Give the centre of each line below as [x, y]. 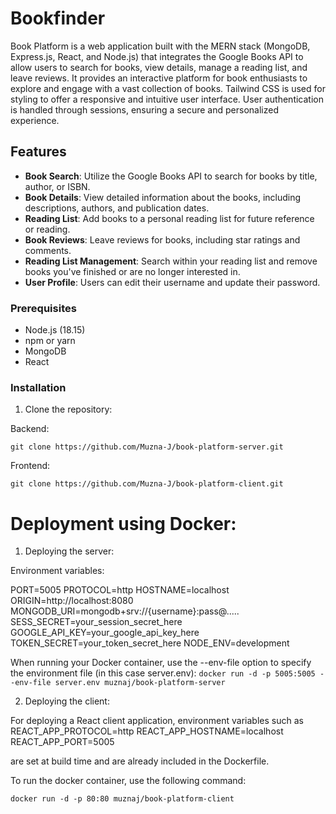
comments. [48, 250]
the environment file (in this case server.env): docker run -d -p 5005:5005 [163, 673]
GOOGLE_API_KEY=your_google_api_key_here [105, 633]
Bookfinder [58, 18]
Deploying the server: [69, 551]
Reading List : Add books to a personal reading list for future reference [169, 218]
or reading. [47, 229]
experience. [35, 120]
